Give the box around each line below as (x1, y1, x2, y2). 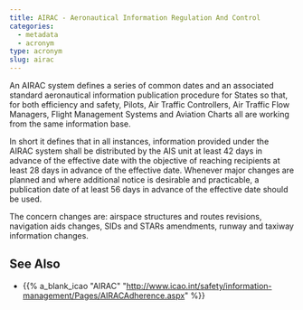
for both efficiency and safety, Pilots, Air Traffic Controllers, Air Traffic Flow (9, 99, 290, 109)
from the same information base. (9, 118, 131, 129)
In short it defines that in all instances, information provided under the (9, 136, 270, 146)
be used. (9, 193, 43, 204)
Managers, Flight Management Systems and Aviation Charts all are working (9, 109, 289, 119)
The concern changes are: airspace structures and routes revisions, (9, 211, 262, 221)
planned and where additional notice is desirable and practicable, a (9, 174, 260, 185)
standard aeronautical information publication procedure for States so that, (9, 89, 289, 100)
